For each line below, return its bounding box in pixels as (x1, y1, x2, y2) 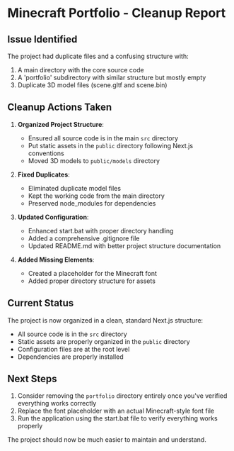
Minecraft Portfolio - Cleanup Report (7, 5, 226, 21)
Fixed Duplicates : (17, 170, 71, 179)
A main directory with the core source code (17, 66, 144, 74)
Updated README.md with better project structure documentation (28, 241, 221, 250)
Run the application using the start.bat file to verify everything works (17, 414, 218, 423)
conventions (28, 149, 65, 157)
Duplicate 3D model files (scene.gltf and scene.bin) (17, 81, 168, 89)
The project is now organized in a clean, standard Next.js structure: (7, 316, 204, 324)
